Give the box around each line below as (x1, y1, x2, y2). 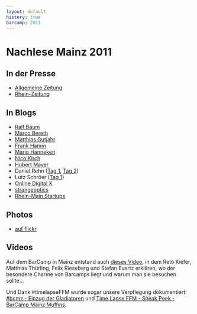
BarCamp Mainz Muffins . (6, 301, 67, 308)
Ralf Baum (14, 124, 40, 131)
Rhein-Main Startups (14, 193, 66, 200)
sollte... (6, 277, 24, 284)
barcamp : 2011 (6, 20, 41, 25)
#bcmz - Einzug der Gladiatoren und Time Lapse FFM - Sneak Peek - (6, 294, 175, 302)
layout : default (6, 8, 46, 15)
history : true (6, 14, 41, 20)
